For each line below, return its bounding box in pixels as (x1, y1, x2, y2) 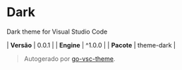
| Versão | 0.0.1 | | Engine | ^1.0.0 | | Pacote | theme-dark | (6, 41, 176, 49)
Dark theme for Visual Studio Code (6, 27, 108, 36)
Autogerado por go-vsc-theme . (23, 54, 116, 63)
